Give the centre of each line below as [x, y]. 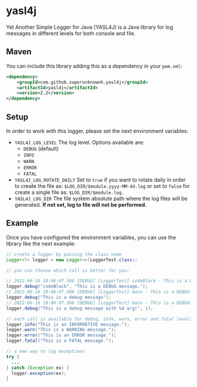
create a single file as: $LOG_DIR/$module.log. [69, 192]
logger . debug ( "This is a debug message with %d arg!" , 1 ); [80, 308]
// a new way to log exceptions [45, 351]
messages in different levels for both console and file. [71, 33]
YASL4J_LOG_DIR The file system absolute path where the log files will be [101, 198]
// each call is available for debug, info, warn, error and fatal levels [99, 319]
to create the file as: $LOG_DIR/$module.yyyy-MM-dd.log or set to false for [102, 186]
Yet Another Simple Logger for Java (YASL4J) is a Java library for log [90, 27]
